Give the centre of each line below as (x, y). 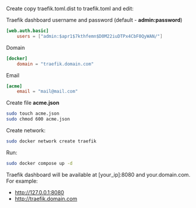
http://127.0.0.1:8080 (39, 192)
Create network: (26, 130)
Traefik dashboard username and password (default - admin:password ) (94, 20)
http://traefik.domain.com (46, 199)
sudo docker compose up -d (39, 163)
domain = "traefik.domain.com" (55, 64)
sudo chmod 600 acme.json (38, 119)
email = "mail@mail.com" (47, 92)
